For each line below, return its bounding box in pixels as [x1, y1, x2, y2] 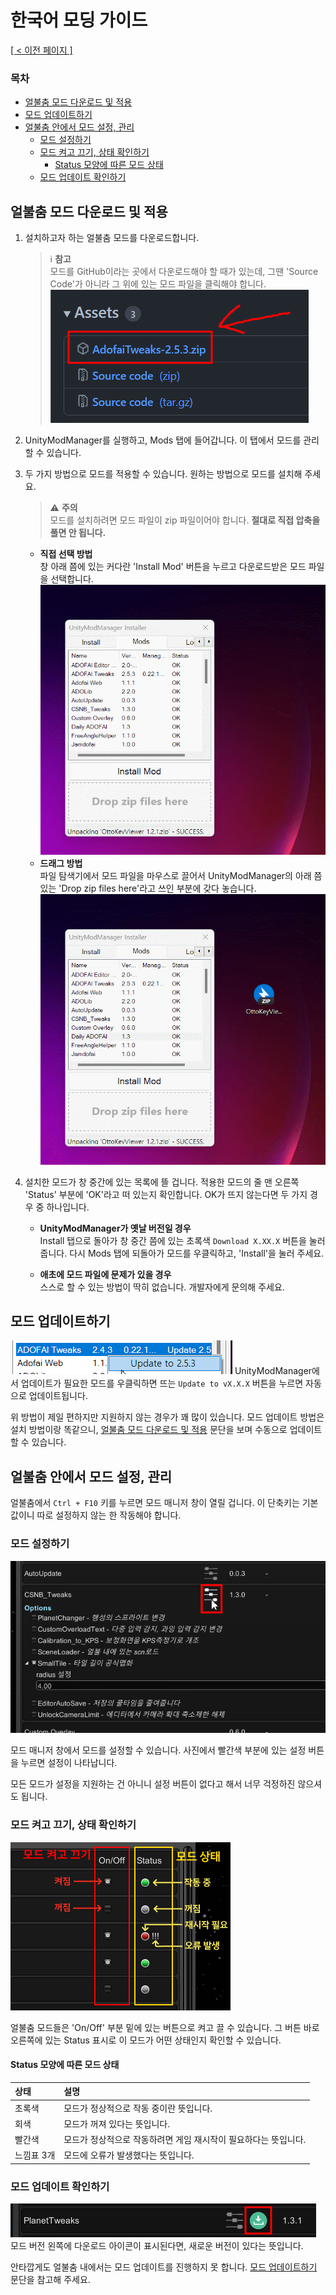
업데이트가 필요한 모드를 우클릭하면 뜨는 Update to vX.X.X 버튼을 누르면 [20, 1377, 304, 1390]
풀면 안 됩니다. [49, 527, 107, 539]
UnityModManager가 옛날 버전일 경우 [39, 1222, 192, 1234]
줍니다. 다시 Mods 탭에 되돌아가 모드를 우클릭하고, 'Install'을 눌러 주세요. [39, 1247, 325, 1259]
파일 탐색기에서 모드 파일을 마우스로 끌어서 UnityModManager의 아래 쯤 [39, 870, 323, 882]
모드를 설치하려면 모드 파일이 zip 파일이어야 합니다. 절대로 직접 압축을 [49, 514, 321, 526]
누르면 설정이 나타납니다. [20, 1757, 118, 1769]
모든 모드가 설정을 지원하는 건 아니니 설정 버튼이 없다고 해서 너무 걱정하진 [10, 1778, 296, 1790]
